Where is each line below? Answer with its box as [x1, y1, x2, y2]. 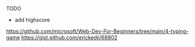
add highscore [14, 16, 50, 23]
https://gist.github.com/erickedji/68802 [21, 34, 117, 41]
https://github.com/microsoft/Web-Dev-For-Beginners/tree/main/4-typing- [6, 28, 189, 35]
